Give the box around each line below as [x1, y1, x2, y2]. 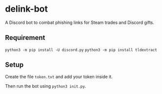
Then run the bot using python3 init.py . [5, 83, 86, 89]
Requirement [5, 34, 45, 42]
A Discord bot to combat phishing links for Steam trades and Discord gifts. [5, 19, 155, 25]
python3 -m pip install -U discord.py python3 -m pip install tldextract [5, 47, 157, 52]
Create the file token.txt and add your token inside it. [5, 74, 113, 79]
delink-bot [5, 3, 48, 15]
